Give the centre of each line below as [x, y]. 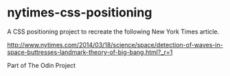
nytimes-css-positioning [80, 13]
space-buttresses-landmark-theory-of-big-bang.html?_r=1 [90, 52]
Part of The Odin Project [42, 65]
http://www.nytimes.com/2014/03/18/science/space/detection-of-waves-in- [115, 45]
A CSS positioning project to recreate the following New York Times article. [113, 31]
